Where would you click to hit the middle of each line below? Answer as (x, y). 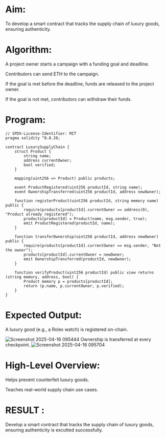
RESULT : (25, 410)
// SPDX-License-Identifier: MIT (41, 133)
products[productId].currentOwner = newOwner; (74, 255)
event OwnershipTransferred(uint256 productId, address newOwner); (88, 192)
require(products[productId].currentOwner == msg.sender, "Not (92, 245)
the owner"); (19, 250)
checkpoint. (18, 345)
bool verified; (40, 165)
